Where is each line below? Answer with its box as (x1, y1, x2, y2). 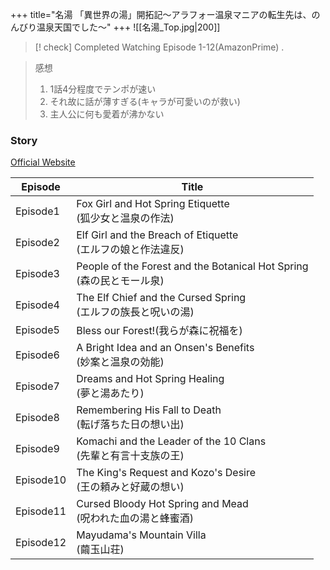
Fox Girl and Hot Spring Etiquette (76, 197, 230, 211)
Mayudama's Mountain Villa (76, 528, 207, 542)
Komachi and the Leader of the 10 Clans (76, 434, 267, 448)
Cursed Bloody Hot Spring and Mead (76, 497, 249, 511)
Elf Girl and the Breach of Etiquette (76, 228, 239, 242)
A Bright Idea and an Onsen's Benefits (76, 341, 255, 355)
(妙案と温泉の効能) (76, 355, 165, 369)
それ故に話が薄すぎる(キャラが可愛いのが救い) (49, 96, 241, 107)
